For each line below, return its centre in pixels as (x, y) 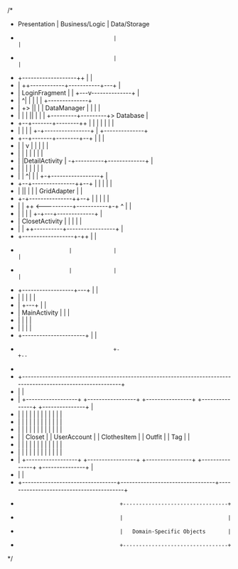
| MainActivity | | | (43, 313)
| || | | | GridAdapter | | (50, 191)
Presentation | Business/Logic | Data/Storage (83, 24)
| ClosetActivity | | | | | (50, 221)
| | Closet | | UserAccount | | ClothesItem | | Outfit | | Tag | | (104, 437)
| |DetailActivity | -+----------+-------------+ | (85, 161)
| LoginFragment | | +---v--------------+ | (79, 93)
